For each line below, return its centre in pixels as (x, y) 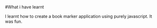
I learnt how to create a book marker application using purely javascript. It (79, 16)
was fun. (14, 21)
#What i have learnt (25, 7)
